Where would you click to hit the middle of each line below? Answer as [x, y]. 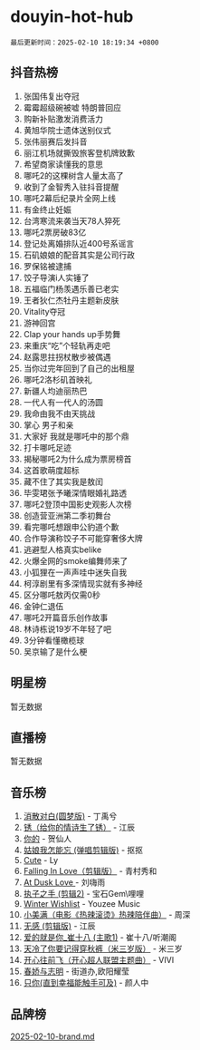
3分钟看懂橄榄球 [54, 640]
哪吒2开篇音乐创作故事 [66, 617]
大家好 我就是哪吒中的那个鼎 [76, 436]
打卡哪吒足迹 [47, 447]
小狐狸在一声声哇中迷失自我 [75, 572]
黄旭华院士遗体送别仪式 [67, 130]
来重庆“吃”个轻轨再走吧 [67, 345]
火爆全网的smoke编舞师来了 [76, 560]
